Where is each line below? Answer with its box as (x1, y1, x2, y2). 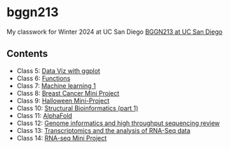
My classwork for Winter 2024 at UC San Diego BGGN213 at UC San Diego (6, 27, 223, 36)
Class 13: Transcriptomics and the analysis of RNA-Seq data (16, 126, 191, 134)
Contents (6, 48, 48, 60)
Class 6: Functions (16, 74, 71, 82)
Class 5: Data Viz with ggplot (16, 66, 101, 74)
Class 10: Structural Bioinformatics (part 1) (16, 103, 139, 112)
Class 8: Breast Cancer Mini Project (16, 89, 120, 97)
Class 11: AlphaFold (16, 111, 73, 119)
